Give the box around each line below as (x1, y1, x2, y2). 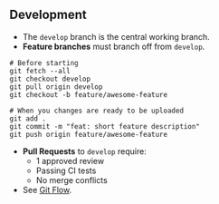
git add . (9, 113, 47, 123)
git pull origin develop (9, 82, 103, 92)
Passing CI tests (35, 165, 97, 176)
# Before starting (9, 58, 79, 67)
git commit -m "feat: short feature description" (9, 121, 201, 131)
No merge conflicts (35, 174, 109, 185)
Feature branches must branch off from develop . (22, 41, 205, 52)
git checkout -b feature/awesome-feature (9, 90, 168, 99)
